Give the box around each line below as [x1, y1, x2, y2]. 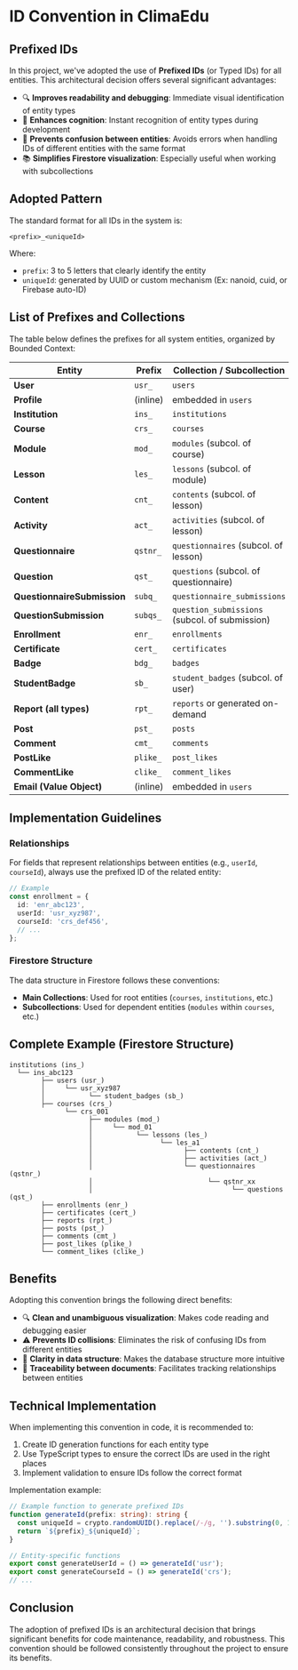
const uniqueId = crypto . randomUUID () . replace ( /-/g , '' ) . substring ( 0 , [17, 1518, 284, 1527]
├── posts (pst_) [41, 1224, 105, 1232]
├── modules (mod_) [88, 1114, 161, 1124]
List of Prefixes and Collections [9, 309, 185, 325]
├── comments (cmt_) [41, 1232, 117, 1240]
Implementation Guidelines [9, 811, 162, 826]
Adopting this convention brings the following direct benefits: [9, 1295, 233, 1305]
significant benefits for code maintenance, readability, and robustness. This [9, 1634, 286, 1644]
